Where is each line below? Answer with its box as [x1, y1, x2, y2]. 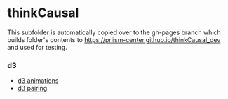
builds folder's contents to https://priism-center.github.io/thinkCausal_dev [7, 35, 221, 44]
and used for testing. [7, 43, 68, 51]
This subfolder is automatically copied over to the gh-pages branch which [7, 28, 221, 37]
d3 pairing [17, 84, 48, 93]
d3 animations [17, 77, 59, 85]
